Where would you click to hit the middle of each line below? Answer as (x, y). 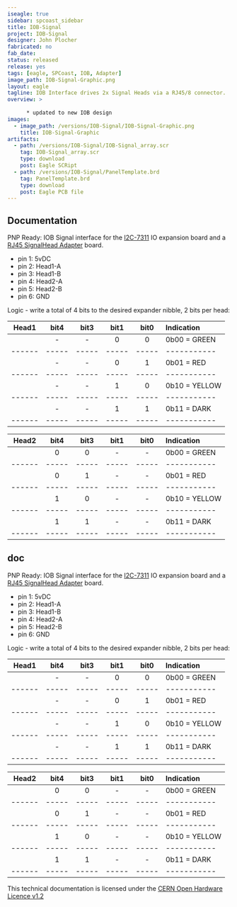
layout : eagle (28, 86)
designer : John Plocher (42, 40)
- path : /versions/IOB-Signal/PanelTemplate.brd (87, 172)
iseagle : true (28, 14)
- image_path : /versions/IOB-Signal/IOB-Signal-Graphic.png (104, 126)
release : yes (27, 67)
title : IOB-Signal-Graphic (60, 133)
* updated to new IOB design (69, 113)
